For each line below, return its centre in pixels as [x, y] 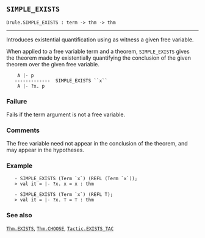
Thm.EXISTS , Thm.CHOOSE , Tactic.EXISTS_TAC [60, 228]
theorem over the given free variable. [53, 64]
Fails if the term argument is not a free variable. [66, 114]
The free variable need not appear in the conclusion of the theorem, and [97, 144]
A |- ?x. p [31, 86]
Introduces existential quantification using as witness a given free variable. [100, 40]
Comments [23, 130]
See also [19, 215]
